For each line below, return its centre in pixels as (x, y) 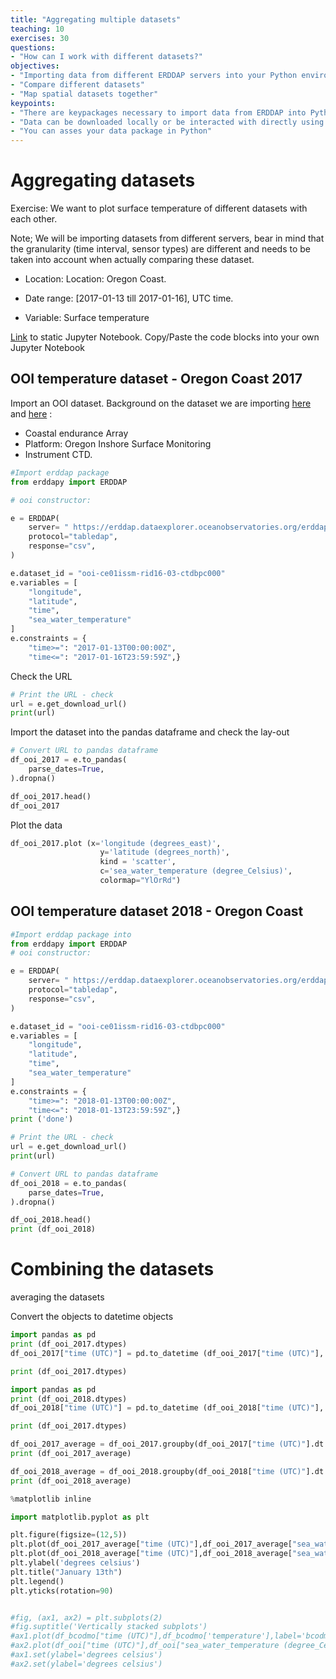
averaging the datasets (57, 1297)
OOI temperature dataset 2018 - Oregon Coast (157, 911)
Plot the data (36, 825)
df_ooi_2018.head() (51, 1220)
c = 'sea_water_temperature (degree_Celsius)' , (196, 871)
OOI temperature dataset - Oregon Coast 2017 (156, 379)
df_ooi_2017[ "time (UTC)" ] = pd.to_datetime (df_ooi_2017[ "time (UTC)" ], (167, 1353)
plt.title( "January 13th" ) (66, 1572)
